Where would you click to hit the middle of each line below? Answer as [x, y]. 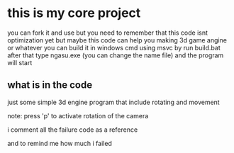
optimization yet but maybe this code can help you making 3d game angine [117, 40]
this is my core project [74, 13]
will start [20, 62]
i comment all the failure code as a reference [73, 130]
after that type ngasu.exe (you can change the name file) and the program [116, 55]
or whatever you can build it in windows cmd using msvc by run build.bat [114, 47]
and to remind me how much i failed [60, 143]
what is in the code [50, 85]
